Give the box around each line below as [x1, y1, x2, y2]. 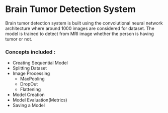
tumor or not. [5, 36, 33, 42]
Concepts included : [5, 48, 56, 55]
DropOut [20, 81, 38, 87]
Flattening [20, 86, 41, 92]
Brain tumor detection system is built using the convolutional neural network [5, 20, 163, 26]
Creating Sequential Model [12, 60, 68, 66]
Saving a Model [12, 102, 45, 108]
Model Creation [12, 91, 45, 98]
